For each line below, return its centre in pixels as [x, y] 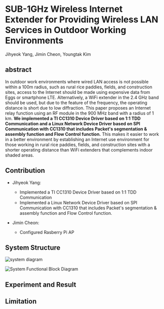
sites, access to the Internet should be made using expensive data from [78, 92]
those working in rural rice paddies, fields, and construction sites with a [78, 145]
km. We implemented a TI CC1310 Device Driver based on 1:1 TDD [73, 118]
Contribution [25, 171]
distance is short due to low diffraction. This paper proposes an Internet [78, 108]
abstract [18, 70]
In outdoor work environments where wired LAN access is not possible [77, 81]
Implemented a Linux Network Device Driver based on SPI [79, 202]
